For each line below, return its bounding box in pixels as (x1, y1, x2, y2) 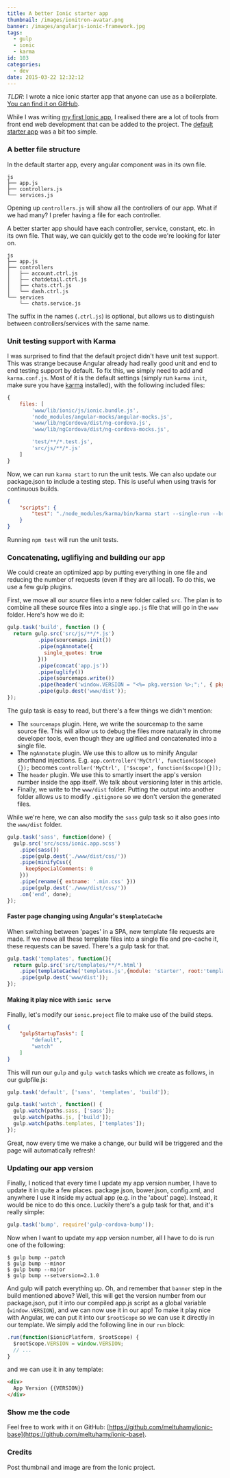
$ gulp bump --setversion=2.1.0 (7, 1272, 99, 1279)
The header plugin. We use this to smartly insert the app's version (16, 770, 202, 778)
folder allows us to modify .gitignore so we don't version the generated (16, 792, 221, 800)
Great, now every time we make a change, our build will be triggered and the (7, 1139, 223, 1147)
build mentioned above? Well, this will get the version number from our (7, 1291, 207, 1299)
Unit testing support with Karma (7, 336, 116, 346)
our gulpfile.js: (7, 1075, 48, 1083)
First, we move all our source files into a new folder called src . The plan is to (7, 596, 222, 604)
